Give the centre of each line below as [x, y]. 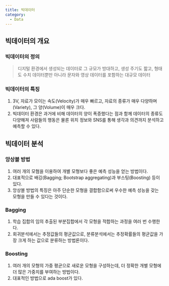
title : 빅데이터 [20, 10]
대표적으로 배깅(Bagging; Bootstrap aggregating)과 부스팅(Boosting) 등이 [86, 178]
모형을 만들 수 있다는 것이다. [40, 197]
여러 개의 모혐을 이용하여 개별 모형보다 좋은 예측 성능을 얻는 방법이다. [80, 171]
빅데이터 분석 [24, 144]
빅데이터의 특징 [23, 89]
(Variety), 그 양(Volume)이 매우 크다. [49, 107]
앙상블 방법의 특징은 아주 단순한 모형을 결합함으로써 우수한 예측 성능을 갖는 [86, 190]
